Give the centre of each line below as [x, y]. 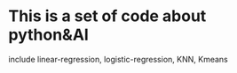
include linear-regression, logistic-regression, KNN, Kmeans [118, 59]
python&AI [49, 35]
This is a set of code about [107, 16]
